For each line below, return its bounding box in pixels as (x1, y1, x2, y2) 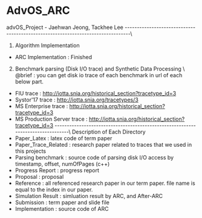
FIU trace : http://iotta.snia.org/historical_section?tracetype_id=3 (15, 89, 177, 97)
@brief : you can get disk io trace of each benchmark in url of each (15, 71, 183, 79)
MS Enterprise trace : (15, 102, 68, 109)
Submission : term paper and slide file (15, 199, 110, 206)
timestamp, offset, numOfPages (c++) (15, 160, 110, 167)
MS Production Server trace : (15, 115, 88, 123)
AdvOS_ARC (6, 4, 71, 18)
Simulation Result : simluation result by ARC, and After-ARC (15, 192, 163, 199)
